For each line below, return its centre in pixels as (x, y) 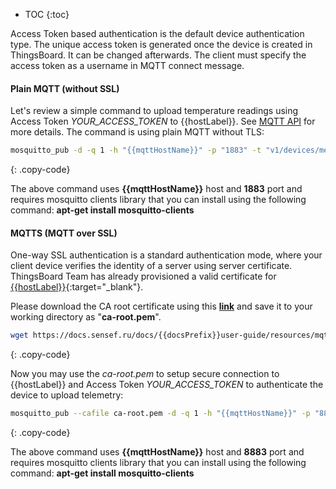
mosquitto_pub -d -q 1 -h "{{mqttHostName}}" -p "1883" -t (136, 150)
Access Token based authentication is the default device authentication (157, 33)
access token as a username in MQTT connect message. (127, 65)
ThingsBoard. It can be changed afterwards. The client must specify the (158, 55)
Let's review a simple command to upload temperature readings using (154, 111)
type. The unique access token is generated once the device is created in (161, 44)
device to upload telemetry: (67, 395)
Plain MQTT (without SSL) (65, 88)
